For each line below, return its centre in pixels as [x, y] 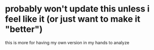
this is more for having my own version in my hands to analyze [67, 42]
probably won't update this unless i [77, 9]
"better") [24, 29]
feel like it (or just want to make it [73, 19]
